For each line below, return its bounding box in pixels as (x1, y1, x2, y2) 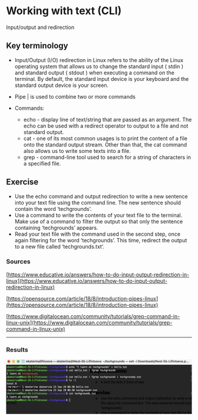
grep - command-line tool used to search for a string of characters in (23, 154, 192, 161)
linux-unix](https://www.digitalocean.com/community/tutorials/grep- (6, 319, 173, 326)
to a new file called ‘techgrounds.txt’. (14, 243, 104, 250)
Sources (6, 258, 31, 266)
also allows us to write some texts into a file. (23, 147, 131, 154)
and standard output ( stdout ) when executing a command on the (14, 69, 175, 76)
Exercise (6, 177, 39, 187)
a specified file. (23, 159, 61, 167)
